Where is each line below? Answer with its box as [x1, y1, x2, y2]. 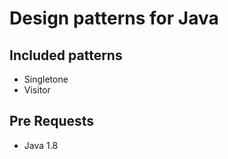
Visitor [23, 84, 51, 96]
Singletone [23, 73, 69, 85]
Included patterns [9, 47, 123, 64]
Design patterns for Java [9, 7, 219, 30]
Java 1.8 [23, 139, 59, 151]
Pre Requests [9, 113, 95, 130]
